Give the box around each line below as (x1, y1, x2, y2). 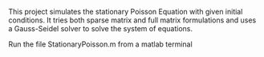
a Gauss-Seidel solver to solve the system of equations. (8, 24, 193, 33)
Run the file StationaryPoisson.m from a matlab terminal (8, 39, 193, 49)
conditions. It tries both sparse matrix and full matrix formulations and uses (8, 15, 257, 25)
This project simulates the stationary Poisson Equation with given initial (8, 7, 243, 16)
